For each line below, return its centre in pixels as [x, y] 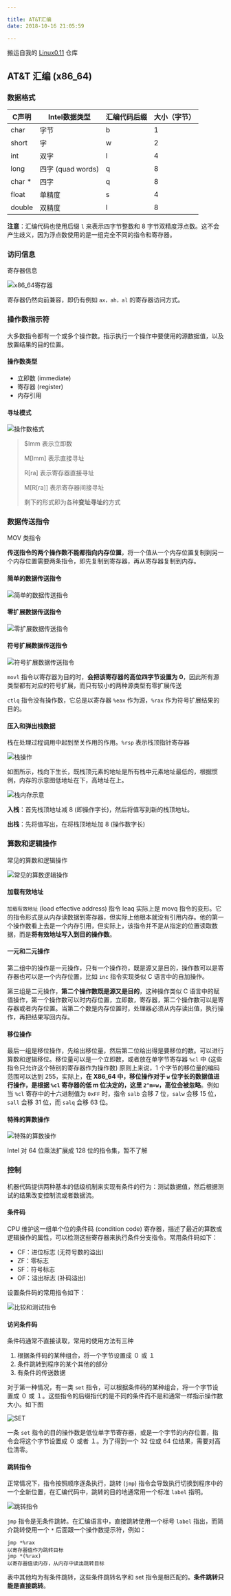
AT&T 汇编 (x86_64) [50, 76]
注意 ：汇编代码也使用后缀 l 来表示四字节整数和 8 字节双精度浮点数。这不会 [113, 226]
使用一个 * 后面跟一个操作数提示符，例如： [86, 1530]
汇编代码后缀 [126, 117]
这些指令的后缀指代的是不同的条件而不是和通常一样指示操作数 [135, 1396]
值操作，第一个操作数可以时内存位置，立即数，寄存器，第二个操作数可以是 [112, 1000]
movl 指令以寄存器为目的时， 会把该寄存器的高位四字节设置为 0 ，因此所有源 [113, 677]
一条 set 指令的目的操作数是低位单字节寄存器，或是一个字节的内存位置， [110, 1433]
